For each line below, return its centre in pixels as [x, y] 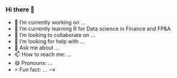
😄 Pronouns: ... [33, 63]
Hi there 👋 [20, 10]
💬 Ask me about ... [37, 48]
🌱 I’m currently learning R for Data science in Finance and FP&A [92, 29]
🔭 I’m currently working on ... [50, 23]
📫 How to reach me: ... [43, 54]
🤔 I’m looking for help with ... [49, 42]
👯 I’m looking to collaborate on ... [55, 35]
